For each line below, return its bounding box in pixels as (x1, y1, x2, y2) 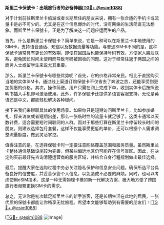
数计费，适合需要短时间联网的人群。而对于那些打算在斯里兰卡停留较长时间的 (5, 120, 159, 125)
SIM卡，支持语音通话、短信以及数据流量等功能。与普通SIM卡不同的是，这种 (5, 44, 158, 49)
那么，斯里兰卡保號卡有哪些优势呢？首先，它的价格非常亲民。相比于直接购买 (5, 73, 159, 78)
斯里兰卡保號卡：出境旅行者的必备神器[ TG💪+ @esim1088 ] (5, 5, 123, 10)
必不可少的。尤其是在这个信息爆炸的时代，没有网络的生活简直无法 (18, 21, 150, 27)
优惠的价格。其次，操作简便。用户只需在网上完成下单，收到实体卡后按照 (9, 85, 155, 90)
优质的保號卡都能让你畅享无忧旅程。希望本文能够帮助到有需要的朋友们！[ (5, 200, 152, 205)
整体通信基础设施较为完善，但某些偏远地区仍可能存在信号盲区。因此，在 (9, 148, 155, 154)
